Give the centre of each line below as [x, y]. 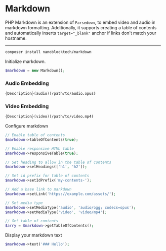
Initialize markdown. [25, 61]
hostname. [16, 38]
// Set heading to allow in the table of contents [58, 162]
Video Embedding [27, 106]
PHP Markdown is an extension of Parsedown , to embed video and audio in [80, 22]
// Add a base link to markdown [38, 189]
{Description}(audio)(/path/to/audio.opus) [51, 93]
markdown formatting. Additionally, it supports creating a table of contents [81, 27]
